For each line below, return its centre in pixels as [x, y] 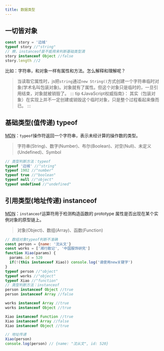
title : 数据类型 [20, 10]
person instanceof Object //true [39, 290]
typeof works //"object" [30, 276]
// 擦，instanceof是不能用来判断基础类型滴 [45, 52]
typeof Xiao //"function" [31, 281]
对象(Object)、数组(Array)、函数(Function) [60, 230]
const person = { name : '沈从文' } [38, 244]
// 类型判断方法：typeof [28, 161]
